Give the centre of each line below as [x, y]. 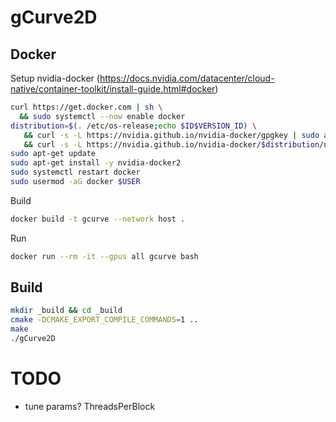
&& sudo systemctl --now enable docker [102, 116]
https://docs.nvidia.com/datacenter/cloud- [187, 78]
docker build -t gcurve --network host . [98, 219]
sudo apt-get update [53, 154]
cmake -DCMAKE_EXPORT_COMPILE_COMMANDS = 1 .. [104, 320]
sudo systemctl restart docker [75, 172]
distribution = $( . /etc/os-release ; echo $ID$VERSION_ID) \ [133, 126]
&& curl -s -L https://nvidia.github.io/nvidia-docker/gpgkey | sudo [171, 135]
